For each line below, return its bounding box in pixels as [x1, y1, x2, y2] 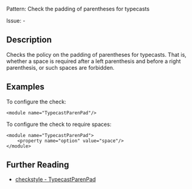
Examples [6, 82, 44, 92]
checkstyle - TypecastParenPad [15, 176, 96, 183]
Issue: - [6, 17, 26, 24]
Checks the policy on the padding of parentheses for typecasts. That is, [6, 51, 187, 58]
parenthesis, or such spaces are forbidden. [6, 64, 115, 71]
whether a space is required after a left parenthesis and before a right [6, 57, 181, 65]
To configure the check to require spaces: [6, 120, 112, 128]
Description [6, 35, 52, 45]
